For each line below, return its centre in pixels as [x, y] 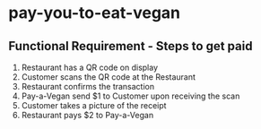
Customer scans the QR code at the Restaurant [109, 77]
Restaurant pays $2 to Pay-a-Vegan [87, 115]
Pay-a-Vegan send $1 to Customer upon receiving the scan [130, 96]
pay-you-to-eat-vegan [95, 13]
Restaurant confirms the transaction [88, 86]
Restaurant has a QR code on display [90, 67]
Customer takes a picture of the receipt [94, 105]
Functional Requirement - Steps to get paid [130, 46]
